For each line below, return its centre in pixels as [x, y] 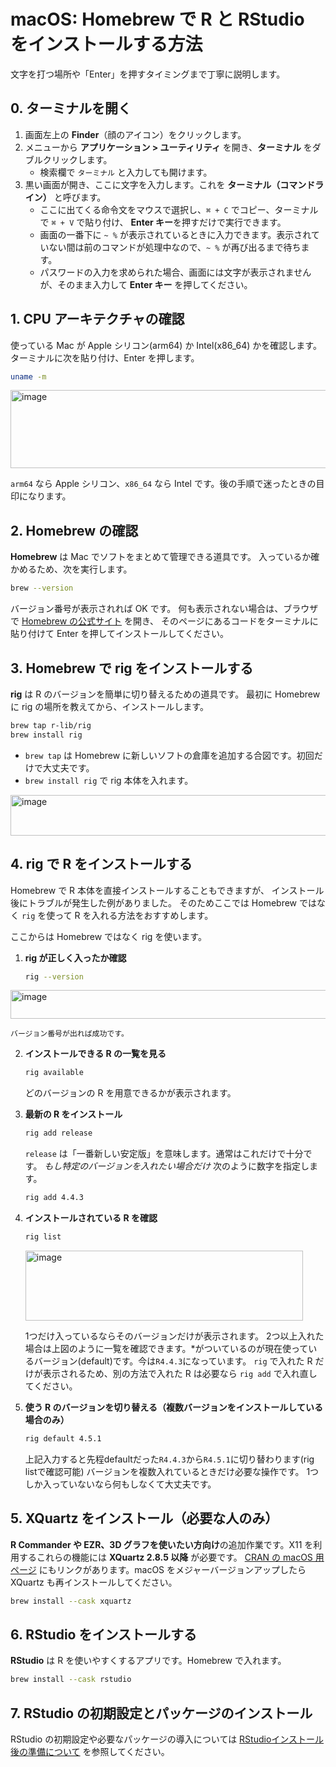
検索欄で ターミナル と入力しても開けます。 [126, 172]
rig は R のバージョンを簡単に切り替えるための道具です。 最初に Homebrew [165, 694]
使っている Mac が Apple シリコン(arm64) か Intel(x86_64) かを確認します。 [166, 345]
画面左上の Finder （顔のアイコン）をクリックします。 [135, 134]
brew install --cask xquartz [71, 1601]
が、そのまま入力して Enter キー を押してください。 [146, 284]
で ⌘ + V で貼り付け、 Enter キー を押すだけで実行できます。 [163, 222]
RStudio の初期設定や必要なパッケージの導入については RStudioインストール [167, 1739]
